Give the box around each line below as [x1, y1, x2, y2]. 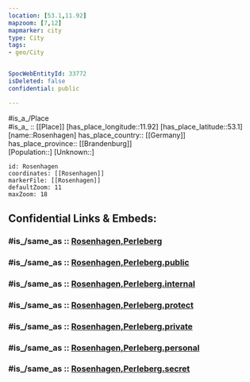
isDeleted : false [8, 77, 66, 85]
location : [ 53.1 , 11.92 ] [8, 11, 87, 20]
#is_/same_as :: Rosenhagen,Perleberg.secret [8, 363, 190, 374]
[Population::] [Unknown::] [8, 147, 95, 156]
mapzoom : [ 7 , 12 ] [8, 19, 62, 27]
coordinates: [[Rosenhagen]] [8, 169, 105, 177]
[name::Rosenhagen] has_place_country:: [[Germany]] [8, 130, 187, 140]
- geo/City [8, 48, 44, 56]
